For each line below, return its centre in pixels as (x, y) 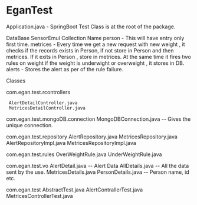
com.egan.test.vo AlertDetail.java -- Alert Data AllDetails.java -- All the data (98, 166)
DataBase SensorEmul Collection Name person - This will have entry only (95, 38)
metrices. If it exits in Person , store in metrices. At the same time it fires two (99, 57)
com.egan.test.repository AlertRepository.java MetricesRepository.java (92, 137)
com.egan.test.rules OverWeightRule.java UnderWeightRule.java (84, 154)
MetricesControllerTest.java (40, 196)
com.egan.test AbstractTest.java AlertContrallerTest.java (75, 190)
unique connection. (29, 125)
